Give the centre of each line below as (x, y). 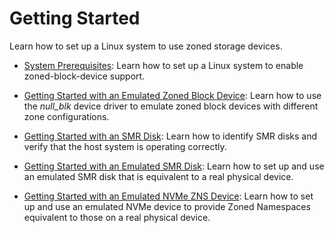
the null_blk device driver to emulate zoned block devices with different (171, 106)
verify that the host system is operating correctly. (125, 146)
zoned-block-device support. (84, 76)
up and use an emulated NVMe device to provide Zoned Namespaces (167, 206)
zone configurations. (66, 116)
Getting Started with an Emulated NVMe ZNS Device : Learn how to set (168, 196)
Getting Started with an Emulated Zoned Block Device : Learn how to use (172, 95)
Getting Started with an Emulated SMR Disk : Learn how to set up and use (174, 166)
